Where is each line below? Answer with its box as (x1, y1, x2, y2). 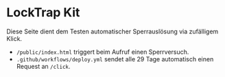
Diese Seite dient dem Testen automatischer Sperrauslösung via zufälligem (6, 27, 219, 35)
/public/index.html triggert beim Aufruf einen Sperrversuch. (16, 48, 189, 56)
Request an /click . (16, 62, 71, 70)
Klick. (6, 34, 22, 42)
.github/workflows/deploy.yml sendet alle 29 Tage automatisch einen (16, 55, 214, 63)
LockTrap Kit (6, 5, 80, 20)
